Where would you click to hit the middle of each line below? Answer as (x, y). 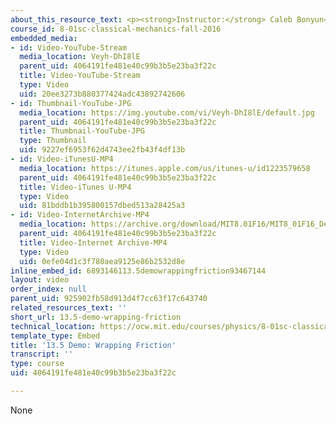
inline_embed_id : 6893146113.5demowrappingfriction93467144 (138, 271)
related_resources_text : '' (69, 308)
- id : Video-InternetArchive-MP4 (80, 215)
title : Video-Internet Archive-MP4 (93, 242)
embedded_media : (44, 38)
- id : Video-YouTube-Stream (69, 47)
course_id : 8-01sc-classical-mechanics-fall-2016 (116, 29)
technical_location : (53, 326)
